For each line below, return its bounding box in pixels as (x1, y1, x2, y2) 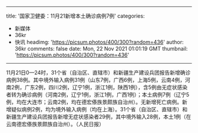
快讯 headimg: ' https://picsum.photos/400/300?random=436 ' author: (14, 39, 184, 45)
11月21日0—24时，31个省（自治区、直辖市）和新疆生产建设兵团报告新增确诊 (6, 69, 191, 76)
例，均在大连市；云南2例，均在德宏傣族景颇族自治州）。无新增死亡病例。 (6, 98, 183, 105)
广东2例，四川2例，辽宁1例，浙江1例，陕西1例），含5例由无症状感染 (24, 84, 188, 91)
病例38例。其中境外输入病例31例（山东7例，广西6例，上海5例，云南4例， (6, 77, 186, 83)
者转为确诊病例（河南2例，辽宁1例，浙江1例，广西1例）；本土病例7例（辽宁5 (6, 91, 190, 98)
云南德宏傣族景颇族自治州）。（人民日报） (6, 121, 104, 127)
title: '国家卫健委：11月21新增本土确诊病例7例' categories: (6, 12, 145, 19)
